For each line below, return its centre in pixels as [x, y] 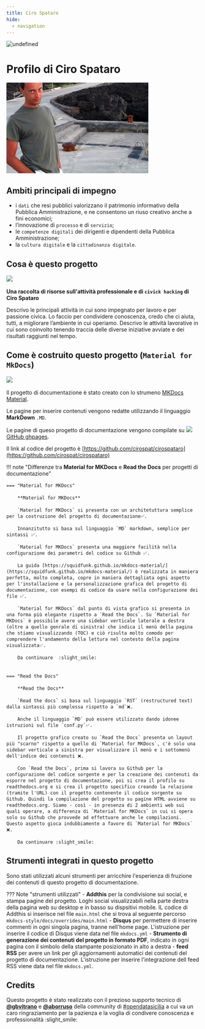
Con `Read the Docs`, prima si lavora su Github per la [90, 768]
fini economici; [34, 219]
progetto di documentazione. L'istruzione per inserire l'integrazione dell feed [103, 960]
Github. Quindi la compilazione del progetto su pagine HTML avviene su [101, 799]
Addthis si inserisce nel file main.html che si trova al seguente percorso [96, 913]
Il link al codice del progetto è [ [45, 448]
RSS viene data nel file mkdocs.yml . [50, 966]
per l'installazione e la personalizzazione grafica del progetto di [97, 584]
